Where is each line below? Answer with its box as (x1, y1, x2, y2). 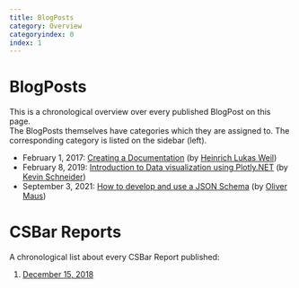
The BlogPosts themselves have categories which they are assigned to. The (9, 126, 290, 136)
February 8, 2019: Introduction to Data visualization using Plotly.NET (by (22, 162, 289, 173)
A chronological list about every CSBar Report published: (9, 252, 220, 263)
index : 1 (9, 38, 42, 48)
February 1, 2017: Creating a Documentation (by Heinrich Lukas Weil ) (22, 153, 277, 163)
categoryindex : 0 (9, 30, 75, 39)
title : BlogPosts (9, 13, 75, 22)
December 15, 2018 (22, 269, 94, 280)
